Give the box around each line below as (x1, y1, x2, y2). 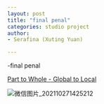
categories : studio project (7, 23, 90, 30)
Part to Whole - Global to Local (7, 75, 97, 84)
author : (7, 29, 30, 37)
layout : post (7, 10, 46, 17)
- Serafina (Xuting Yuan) (7, 36, 83, 43)
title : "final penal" (7, 17, 71, 24)
